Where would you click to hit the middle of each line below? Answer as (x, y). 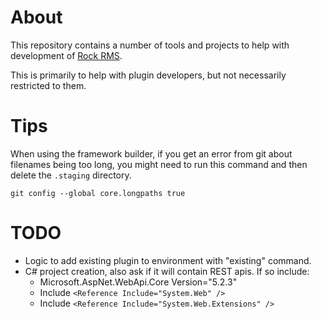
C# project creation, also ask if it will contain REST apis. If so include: (167, 271)
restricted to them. (48, 85)
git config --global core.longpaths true (98, 193)
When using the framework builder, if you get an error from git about (151, 153)
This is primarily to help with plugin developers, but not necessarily (148, 75)
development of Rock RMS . (66, 55)
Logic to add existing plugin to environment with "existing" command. (168, 260)
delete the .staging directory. (71, 175)
